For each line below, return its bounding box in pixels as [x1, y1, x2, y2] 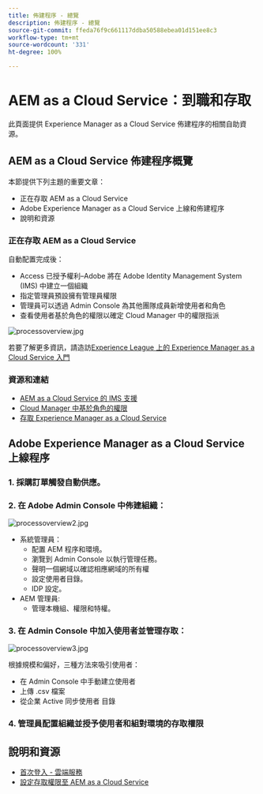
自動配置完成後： [8, 254, 64, 264]
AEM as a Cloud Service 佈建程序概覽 [8, 155, 193, 168]
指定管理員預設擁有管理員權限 [19, 291, 117, 301]
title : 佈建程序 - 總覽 [8, 11, 79, 20]
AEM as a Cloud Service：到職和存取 [8, 92, 251, 110]
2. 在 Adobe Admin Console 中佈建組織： [8, 500, 166, 511]
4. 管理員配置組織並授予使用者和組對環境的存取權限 [8, 718, 204, 729]
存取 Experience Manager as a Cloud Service [19, 414, 167, 423]
